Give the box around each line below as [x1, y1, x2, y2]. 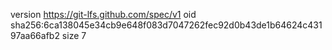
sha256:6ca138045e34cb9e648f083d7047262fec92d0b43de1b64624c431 [10, 19, 323, 31]
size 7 [61, 30, 87, 41]
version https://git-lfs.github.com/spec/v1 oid [10, 9, 197, 20]
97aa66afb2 [10, 30, 60, 41]
